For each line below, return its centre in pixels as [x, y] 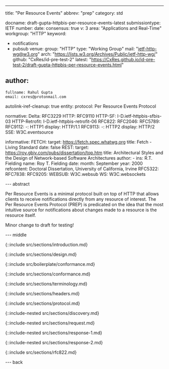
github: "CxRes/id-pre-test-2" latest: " [52, 59]
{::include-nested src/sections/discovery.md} [52, 313]
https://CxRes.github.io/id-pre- [123, 59]
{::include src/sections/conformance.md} [48, 274]
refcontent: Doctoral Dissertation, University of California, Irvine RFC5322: [82, 169]
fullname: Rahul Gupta [29, 92]
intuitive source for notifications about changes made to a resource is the [81, 210]
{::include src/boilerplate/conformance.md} [50, 264]
